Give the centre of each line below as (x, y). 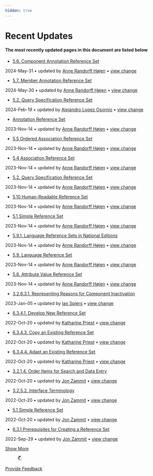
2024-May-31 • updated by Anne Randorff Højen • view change (71, 71)
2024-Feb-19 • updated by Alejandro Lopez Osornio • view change (74, 109)
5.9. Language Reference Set (42, 255)
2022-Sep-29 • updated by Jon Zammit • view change (62, 439)
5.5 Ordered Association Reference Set (52, 139)
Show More (17, 449)
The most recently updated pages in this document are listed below (76, 50)
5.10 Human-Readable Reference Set (50, 197)
